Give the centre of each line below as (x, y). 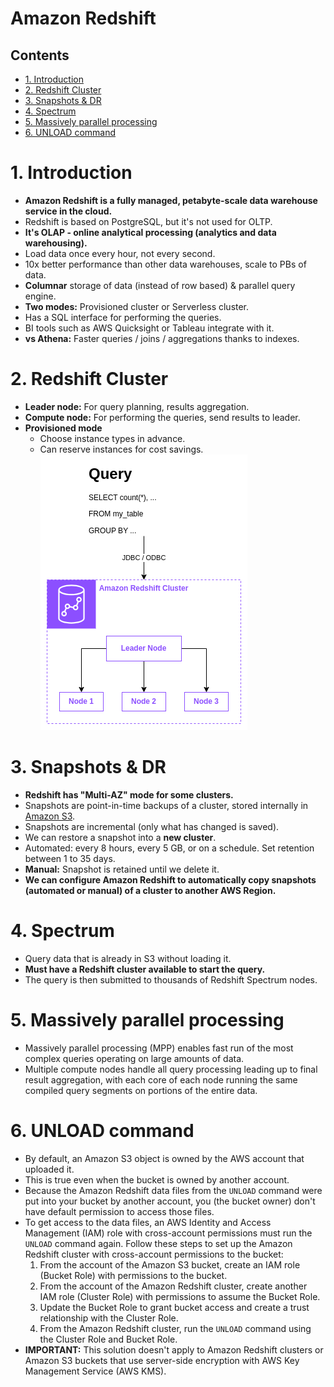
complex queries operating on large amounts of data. (134, 1058)
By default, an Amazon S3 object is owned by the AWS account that (164, 1158)
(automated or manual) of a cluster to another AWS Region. (150, 890)
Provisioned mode (63, 428)
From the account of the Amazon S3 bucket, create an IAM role (170, 1264)
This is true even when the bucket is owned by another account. (157, 1179)
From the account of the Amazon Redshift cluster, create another (173, 1286)
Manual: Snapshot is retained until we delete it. (122, 869)
